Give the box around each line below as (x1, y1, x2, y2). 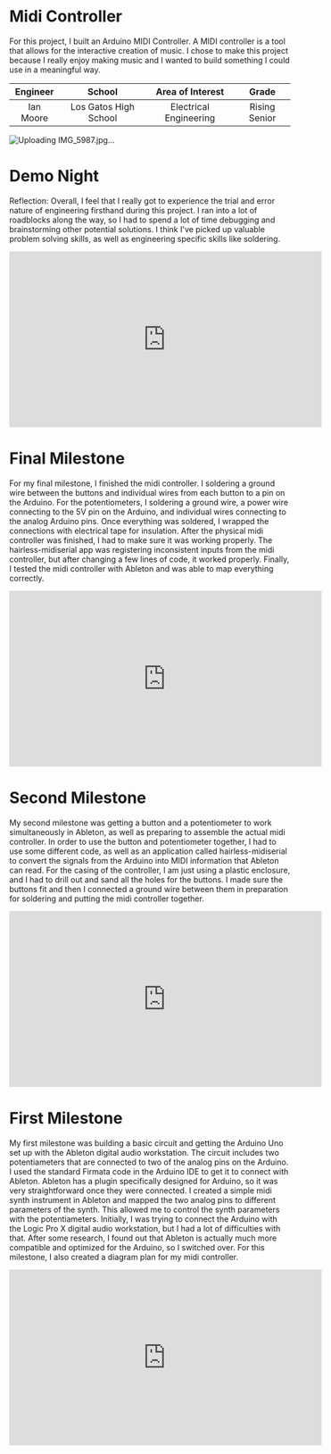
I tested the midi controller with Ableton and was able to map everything (9, 563, 274, 573)
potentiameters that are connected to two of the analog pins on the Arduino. (9, 1157, 289, 1167)
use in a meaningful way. (9, 64, 101, 75)
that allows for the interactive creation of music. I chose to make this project (9, 45, 288, 55)
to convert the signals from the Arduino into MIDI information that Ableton (9, 855, 279, 865)
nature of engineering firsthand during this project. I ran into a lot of (9, 205, 258, 215)
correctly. (9, 572, 45, 583)
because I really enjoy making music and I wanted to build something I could (9, 54, 290, 65)
